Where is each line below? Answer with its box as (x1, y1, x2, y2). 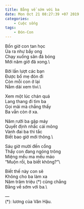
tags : (5, 25, 16, 30)
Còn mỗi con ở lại (5, 79, 40, 84)
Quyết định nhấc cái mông (5, 124, 58, 129)
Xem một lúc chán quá (5, 93, 50, 99)
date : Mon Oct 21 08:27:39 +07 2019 (5, 12, 79, 17)
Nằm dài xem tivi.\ (5, 84, 41, 89)
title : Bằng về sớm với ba (5, 7, 60, 12)
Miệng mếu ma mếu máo (5, 154, 55, 159)
